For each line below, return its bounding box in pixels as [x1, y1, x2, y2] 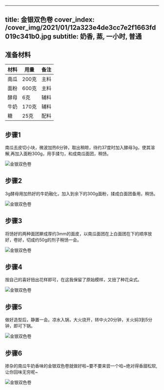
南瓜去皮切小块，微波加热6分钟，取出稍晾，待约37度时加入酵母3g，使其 [5, 145, 151, 151]
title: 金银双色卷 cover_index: [5, 16, 95, 24]
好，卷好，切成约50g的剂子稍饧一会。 [5, 237, 82, 243]
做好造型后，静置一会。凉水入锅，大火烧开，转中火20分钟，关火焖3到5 [5, 317, 148, 323]
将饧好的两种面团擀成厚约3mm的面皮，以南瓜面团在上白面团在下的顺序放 [5, 230, 152, 236]
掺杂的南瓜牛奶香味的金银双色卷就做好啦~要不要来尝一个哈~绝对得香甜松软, [5, 363, 158, 369]
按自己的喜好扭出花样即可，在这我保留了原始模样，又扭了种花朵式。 [5, 277, 142, 283]
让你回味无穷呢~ [5, 369, 38, 375]
